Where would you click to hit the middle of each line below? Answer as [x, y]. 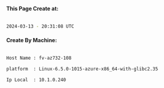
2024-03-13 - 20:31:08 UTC [40, 27]
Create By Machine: [32, 40]
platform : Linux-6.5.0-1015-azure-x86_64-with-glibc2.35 [82, 69]
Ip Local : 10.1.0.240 [36, 80]
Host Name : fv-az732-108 [39, 58]
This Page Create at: [32, 8]
